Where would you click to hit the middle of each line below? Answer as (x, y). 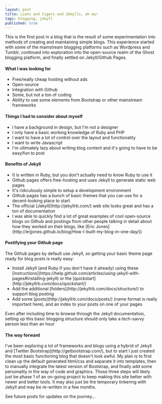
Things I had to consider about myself (44, 117)
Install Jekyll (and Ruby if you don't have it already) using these (75, 268)
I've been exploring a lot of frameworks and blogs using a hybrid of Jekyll (78, 346)
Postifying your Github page (34, 243)
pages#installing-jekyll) (35, 278)
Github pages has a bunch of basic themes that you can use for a (77, 195)
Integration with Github (35, 90)
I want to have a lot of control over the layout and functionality (74, 137)
